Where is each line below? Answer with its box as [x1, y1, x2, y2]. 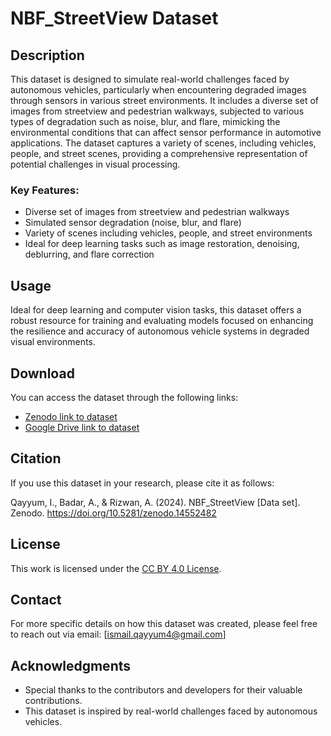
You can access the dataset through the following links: [10, 391, 239, 403]
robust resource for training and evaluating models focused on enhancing [10, 315, 314, 327]
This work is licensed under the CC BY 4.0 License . [10, 562, 222, 574]
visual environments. [10, 336, 96, 348]
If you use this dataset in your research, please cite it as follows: [10, 477, 275, 489]
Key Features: [10, 183, 80, 197]
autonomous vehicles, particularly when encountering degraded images [10, 84, 307, 96]
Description [10, 47, 85, 64]
